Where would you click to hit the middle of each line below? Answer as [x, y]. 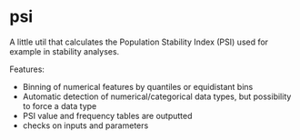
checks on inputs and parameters [85, 125]
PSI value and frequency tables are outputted [107, 115]
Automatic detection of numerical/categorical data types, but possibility [157, 96]
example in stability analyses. [65, 51]
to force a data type [60, 105]
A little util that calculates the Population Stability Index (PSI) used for [139, 42]
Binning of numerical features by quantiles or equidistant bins [138, 86]
